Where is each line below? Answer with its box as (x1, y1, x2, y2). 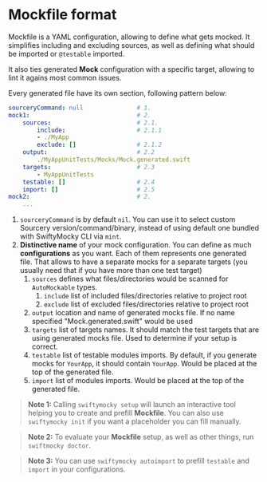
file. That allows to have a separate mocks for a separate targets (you (19, 257, 249, 267)
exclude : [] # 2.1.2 (37, 141, 162, 149)
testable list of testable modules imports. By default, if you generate (31, 350, 257, 360)
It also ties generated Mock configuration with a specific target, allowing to (8, 64, 255, 73)
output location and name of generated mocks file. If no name (31, 308, 235, 318)
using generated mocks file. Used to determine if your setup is (31, 334, 238, 343)
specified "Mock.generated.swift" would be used (31, 317, 193, 326)
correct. (31, 342, 58, 352)
